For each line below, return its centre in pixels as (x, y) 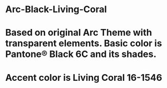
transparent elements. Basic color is (84, 43)
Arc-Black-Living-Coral (56, 9)
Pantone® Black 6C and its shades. (81, 54)
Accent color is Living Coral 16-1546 (84, 78)
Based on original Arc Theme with (79, 33)
